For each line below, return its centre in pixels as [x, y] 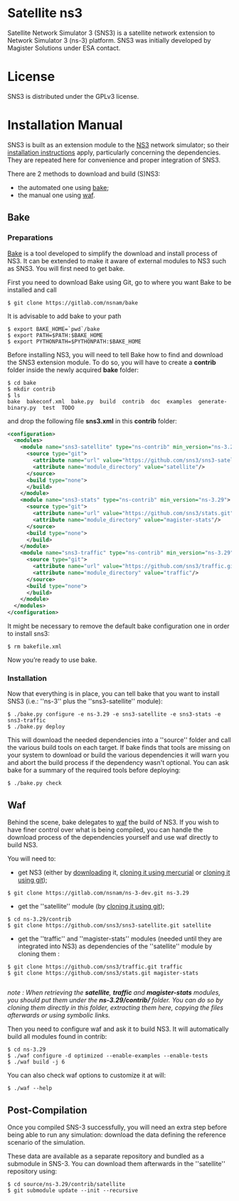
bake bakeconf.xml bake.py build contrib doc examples [100, 401]
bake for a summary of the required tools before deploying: [94, 771]
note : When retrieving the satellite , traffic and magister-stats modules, [114, 993]
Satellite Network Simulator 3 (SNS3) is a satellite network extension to [111, 33]
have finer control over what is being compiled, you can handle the [105, 830]
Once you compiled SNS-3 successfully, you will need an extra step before [117, 1127]
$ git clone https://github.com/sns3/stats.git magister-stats [103, 973]
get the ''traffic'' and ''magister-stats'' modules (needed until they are [120, 939]
